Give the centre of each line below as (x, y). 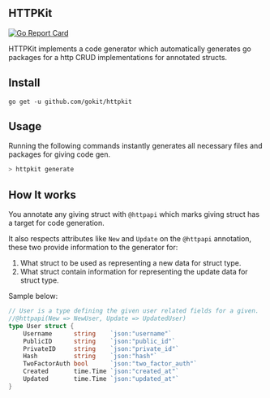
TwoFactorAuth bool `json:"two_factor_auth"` (110, 364)
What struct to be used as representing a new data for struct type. (131, 263)
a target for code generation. (57, 223)
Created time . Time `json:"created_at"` (101, 372)
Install (24, 83)
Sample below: (33, 296)
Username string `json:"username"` (98, 333)
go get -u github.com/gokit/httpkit (70, 102)
